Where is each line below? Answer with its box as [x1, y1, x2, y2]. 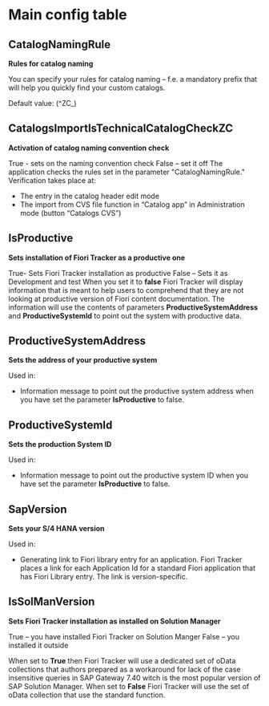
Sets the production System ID [8, 440, 112, 449]
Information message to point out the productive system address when [19, 387, 255, 396]
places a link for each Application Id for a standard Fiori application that [19, 563, 256, 573]
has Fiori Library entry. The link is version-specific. [19, 572, 188, 582]
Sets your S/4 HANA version [8, 524, 106, 534]
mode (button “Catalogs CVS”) [19, 208, 122, 217]
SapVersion [8, 502, 67, 516]
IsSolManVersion [8, 595, 95, 609]
